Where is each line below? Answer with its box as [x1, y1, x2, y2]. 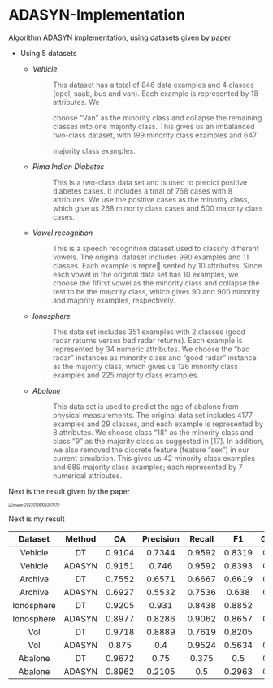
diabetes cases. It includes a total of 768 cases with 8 [52, 185, 233, 196]
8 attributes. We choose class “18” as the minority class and [52, 427, 253, 437]
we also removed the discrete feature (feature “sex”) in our [52, 445, 250, 455]
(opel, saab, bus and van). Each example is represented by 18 [52, 88, 258, 98]
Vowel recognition [32, 228, 93, 237]
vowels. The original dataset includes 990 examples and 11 [52, 252, 249, 262]
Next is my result [8, 514, 65, 524]
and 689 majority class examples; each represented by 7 [52, 462, 243, 472]
